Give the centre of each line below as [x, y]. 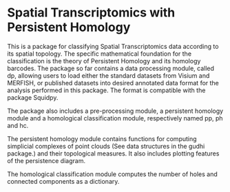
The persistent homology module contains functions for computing [102, 138]
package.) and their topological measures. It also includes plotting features [113, 153]
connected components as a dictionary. [63, 181]
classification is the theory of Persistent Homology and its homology [104, 61]
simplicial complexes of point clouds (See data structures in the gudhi [106, 146]
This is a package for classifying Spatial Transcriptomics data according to [113, 46]
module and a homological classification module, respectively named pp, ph [115, 118]
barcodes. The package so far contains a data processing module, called [111, 68]
